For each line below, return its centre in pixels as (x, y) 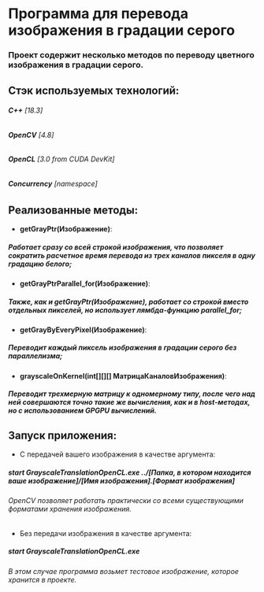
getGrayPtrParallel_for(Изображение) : (85, 283)
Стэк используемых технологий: (94, 90)
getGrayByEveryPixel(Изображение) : (83, 329)
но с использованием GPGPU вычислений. (83, 411)
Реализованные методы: (73, 210)
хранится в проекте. (43, 579)
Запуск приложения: (62, 435)
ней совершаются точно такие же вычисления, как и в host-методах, (129, 402)
